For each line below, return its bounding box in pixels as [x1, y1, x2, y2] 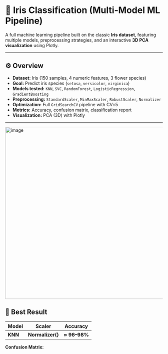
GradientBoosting [12, 92, 49, 97]
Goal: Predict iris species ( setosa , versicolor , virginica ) [12, 80, 130, 86]
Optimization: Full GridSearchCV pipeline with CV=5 [12, 101, 118, 107]
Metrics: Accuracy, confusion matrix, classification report [12, 107, 131, 113]
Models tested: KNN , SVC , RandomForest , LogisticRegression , [12, 85, 135, 92]
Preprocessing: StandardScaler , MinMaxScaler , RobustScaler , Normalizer [12, 96, 161, 102]
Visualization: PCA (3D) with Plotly [12, 112, 85, 118]
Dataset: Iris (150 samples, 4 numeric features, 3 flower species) [12, 75, 146, 81]
